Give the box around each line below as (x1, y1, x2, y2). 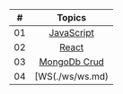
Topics (57, 12, 87, 23)
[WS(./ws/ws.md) (34, 71, 110, 82)
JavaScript (48, 27, 94, 38)
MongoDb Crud (39, 56, 105, 68)
